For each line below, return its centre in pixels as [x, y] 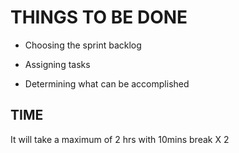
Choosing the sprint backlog [83, 45]
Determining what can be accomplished [107, 83]
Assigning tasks [57, 64]
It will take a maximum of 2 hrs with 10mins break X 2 [120, 139]
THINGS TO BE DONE [99, 17]
